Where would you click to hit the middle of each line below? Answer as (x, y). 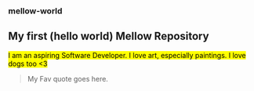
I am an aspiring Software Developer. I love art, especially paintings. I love (127, 55)
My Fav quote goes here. (67, 78)
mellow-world (35, 11)
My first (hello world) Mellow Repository (109, 36)
